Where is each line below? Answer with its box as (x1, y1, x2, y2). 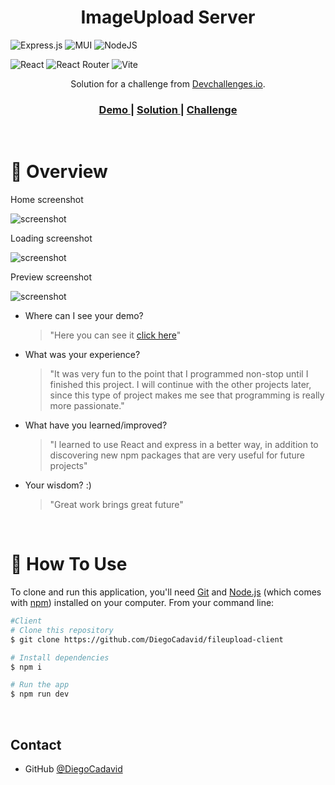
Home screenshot (10, 194, 84, 206)
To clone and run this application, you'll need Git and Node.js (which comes (10, 586, 322, 598)
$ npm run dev (10, 689, 70, 700)
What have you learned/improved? (24, 419, 168, 431)
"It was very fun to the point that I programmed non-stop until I (49, 368, 309, 380)
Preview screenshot (10, 271, 93, 283)
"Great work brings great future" (49, 499, 184, 511)
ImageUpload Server (80, 6, 256, 29)
